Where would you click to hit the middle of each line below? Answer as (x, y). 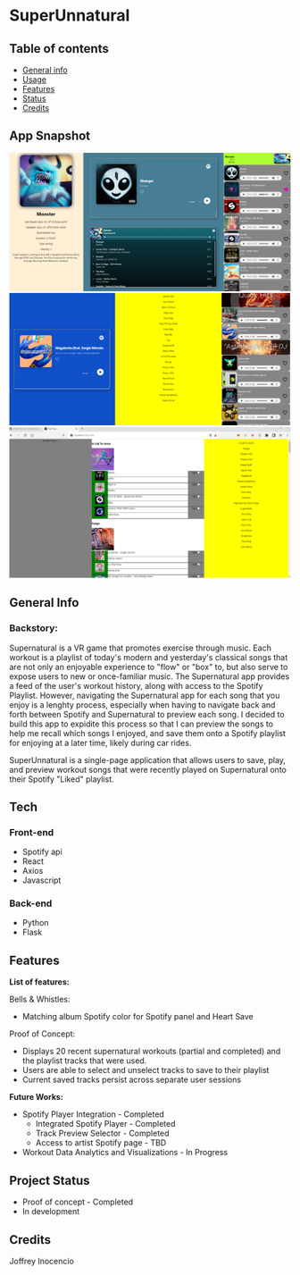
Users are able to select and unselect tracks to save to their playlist (146, 1070)
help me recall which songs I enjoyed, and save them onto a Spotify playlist (147, 733)
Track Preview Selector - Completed (102, 1133)
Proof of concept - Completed (78, 1202)
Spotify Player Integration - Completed (93, 1114)
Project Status (50, 1180)
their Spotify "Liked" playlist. (62, 779)
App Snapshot (50, 136)
